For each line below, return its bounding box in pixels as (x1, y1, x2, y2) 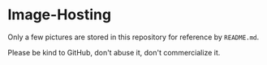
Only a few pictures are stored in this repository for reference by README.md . (7, 32, 260, 42)
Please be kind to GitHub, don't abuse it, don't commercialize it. (7, 47, 221, 57)
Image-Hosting (7, 6, 111, 24)
